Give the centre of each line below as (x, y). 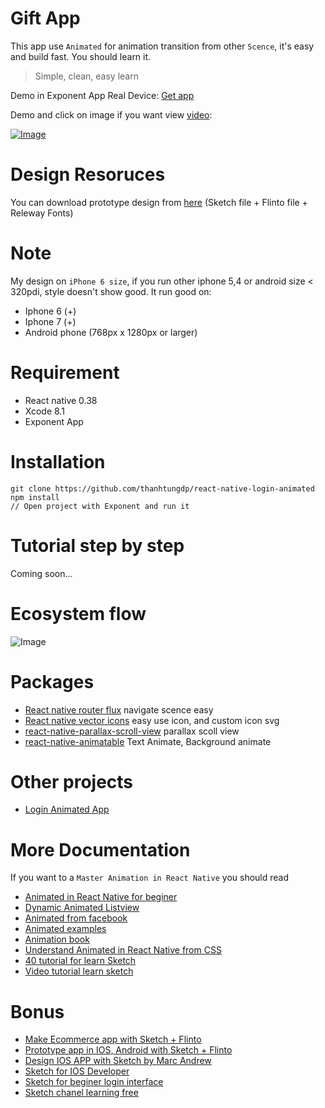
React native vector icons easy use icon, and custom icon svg (152, 720)
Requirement (65, 373)
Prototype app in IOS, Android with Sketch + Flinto (128, 1050)
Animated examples (65, 929)
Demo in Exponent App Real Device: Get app (102, 95)
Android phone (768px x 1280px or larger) (111, 332)
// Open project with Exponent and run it (100, 506)
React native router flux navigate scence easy (119, 709)
